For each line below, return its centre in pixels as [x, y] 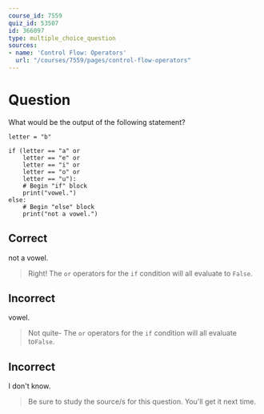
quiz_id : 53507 [34, 23]
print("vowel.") [50, 193]
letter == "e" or [52, 158]
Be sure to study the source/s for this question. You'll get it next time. [142, 402]
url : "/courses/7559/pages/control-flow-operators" [104, 61]
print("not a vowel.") [60, 214]
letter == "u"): [50, 179]
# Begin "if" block [55, 186]
